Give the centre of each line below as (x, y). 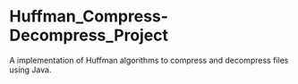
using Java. (30, 70)
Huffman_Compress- (89, 17)
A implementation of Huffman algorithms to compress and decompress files (149, 60)
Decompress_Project (89, 35)
